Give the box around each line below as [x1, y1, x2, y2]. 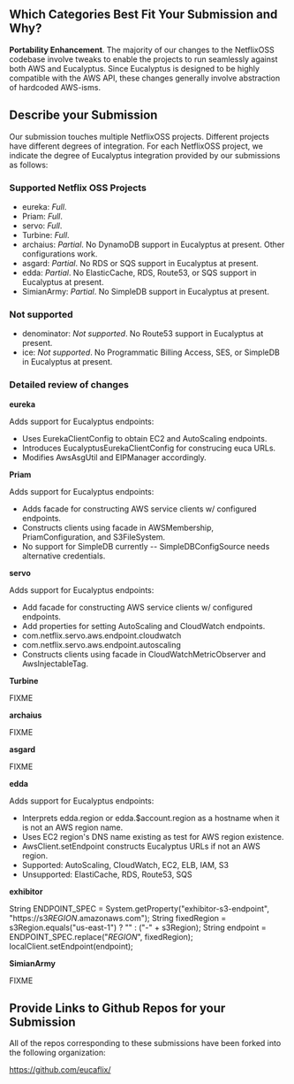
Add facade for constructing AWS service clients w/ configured [21, 602, 253, 612]
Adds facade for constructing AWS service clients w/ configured [21, 504, 258, 514]
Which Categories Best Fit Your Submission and [9, 7, 278, 22]
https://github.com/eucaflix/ [9, 1065, 112, 1075]
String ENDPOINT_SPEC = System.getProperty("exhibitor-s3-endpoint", [9, 903, 269, 914]
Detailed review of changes [9, 379, 130, 391]
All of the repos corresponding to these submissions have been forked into [9, 1038, 282, 1049]
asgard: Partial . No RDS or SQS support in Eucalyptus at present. [21, 258, 259, 268]
